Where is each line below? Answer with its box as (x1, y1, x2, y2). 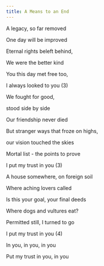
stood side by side (6, 104, 51, 112)
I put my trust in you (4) (6, 230, 63, 237)
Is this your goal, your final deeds (6, 195, 86, 203)
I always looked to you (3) (6, 82, 68, 89)
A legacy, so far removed (6, 25, 67, 32)
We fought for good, (6, 93, 55, 100)
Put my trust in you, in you (6, 252, 69, 260)
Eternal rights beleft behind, (6, 48, 73, 55)
